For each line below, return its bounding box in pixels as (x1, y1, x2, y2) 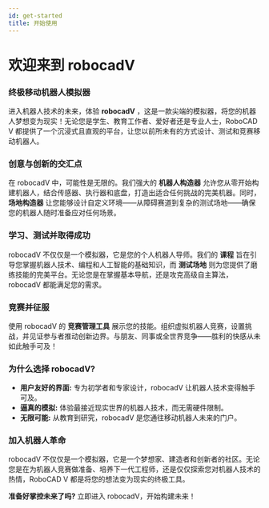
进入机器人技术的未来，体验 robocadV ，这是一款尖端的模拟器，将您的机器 (8, 106, 257, 116)
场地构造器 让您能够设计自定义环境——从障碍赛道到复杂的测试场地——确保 (8, 198, 256, 208)
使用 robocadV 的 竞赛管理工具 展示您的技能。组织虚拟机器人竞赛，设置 (8, 321, 246, 330)
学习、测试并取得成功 (8, 230, 90, 241)
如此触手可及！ (8, 341, 58, 350)
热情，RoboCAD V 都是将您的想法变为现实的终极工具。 (8, 474, 190, 484)
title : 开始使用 (8, 19, 58, 27)
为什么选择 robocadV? (8, 363, 96, 374)
